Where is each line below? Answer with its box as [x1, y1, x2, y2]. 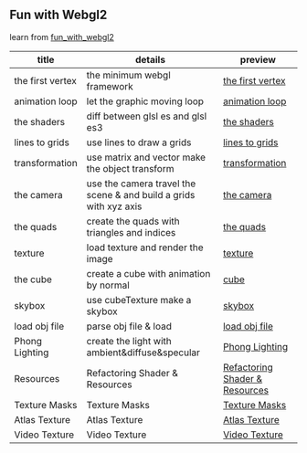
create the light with [86, 334, 172, 347]
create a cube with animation [86, 267, 211, 279]
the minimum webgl [86, 68, 171, 81]
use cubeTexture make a [86, 293, 192, 306]
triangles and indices [86, 226, 176, 238]
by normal [86, 279, 130, 291]
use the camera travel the [86, 177, 196, 190]
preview [239, 53, 277, 66]
